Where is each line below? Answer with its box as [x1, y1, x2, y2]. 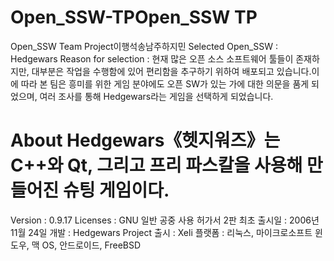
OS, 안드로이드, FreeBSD [41, 239, 142, 251]
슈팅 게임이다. [62, 179, 170, 202]
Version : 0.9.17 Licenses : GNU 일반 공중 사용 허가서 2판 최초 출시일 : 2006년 [10, 214, 320, 226]
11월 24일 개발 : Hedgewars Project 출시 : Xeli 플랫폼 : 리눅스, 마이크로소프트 [10, 226, 313, 238]
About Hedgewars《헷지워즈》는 [10, 129, 281, 152]
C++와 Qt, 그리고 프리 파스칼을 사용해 [10, 154, 303, 177]
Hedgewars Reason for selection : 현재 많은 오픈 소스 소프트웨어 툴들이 [10, 52, 294, 65]
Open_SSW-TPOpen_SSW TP [10, 6, 258, 29]
